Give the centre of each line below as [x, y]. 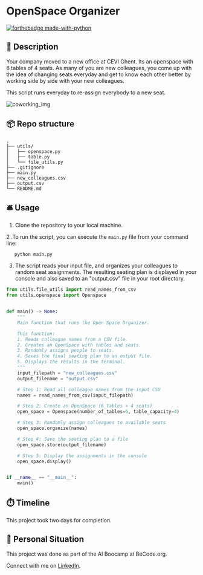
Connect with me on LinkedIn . [43, 565]
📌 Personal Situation [45, 539]
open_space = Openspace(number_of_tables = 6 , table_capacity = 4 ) [98, 412]
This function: [36, 334]
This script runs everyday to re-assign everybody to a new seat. [86, 93]
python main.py [33, 255]
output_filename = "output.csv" [58, 378]
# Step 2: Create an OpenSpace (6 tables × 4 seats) [85, 406]
